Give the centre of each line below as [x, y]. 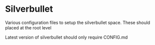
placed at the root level [28, 27]
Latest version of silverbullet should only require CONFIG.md [66, 37]
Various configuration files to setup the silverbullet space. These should [78, 22]
